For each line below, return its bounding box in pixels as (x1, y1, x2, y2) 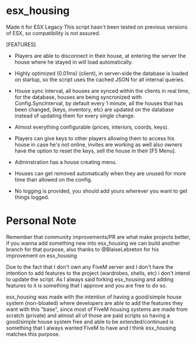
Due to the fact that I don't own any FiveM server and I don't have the (6, 263, 174, 270)
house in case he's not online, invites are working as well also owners (14, 141, 183, 148)
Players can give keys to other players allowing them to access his (14, 134, 175, 141)
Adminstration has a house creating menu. (14, 158, 117, 165)
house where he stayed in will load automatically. (14, 58, 133, 65)
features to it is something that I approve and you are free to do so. (6, 282, 167, 289)
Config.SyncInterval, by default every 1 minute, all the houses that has (14, 99, 183, 106)
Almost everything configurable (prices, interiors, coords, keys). (14, 123, 169, 130)
